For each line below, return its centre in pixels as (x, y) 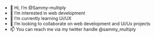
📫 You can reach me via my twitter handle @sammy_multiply (73, 29)
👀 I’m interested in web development (47, 13)
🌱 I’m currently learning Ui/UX (40, 18)
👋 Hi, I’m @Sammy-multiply (38, 8)
